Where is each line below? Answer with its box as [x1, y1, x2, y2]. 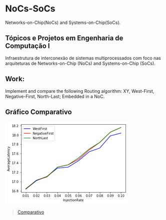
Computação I [5, 42, 50, 50]
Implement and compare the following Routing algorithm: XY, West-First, [5, 88, 154, 94]
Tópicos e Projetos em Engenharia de [5, 34, 123, 42]
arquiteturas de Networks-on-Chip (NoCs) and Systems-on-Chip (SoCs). [5, 60, 156, 66]
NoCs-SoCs [5, 3, 55, 14]
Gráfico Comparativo [5, 108, 72, 116]
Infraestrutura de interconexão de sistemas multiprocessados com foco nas [5, 55, 161, 61]
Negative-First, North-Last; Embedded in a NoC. [5, 93, 105, 99]
